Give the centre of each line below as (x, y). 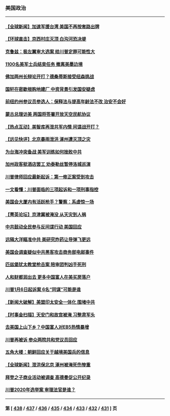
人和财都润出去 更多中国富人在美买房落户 (48, 277)
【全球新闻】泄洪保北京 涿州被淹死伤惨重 (48, 364)
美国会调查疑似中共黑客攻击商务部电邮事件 (50, 252)
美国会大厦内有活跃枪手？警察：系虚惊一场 (50, 202)
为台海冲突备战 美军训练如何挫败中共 (44, 152)
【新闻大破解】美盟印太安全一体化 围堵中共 (50, 302)
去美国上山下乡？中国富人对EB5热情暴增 (47, 327)
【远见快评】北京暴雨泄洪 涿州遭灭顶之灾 (48, 139)
